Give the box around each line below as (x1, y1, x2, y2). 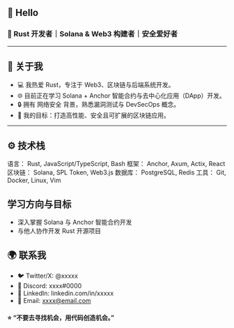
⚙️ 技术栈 (7, 140, 45, 151)
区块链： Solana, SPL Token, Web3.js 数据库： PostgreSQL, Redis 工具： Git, (7, 168, 226, 177)
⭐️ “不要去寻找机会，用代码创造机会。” (7, 313, 115, 322)
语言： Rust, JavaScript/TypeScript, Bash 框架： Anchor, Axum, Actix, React (7, 160, 226, 168)
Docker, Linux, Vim (7, 176, 61, 185)
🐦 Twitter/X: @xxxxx (17, 271, 79, 280)
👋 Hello (7, 7, 39, 19)
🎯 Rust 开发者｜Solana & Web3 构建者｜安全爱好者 (7, 29, 178, 39)
